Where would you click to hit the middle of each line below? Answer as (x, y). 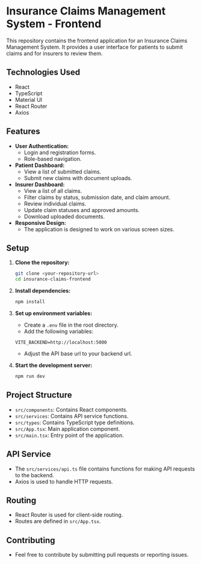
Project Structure (39, 395)
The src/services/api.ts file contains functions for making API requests (105, 469)
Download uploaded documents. (64, 216)
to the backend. (34, 475)
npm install (30, 302)
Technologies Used (43, 73)
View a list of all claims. (53, 190)
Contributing (31, 540)
